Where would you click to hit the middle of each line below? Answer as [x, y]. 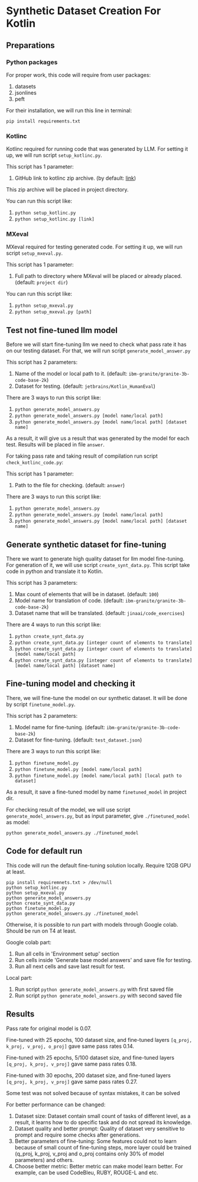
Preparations [30, 45]
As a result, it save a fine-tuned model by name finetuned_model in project [96, 792]
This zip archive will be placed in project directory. [67, 190]
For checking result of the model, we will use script [68, 809]
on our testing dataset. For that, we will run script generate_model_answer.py [98, 351]
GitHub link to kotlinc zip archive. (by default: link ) [75, 178]
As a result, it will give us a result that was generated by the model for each [98, 438]
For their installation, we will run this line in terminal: [69, 110]
